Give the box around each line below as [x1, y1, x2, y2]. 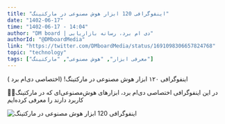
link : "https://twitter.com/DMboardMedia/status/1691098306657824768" [7, 42, 216, 49]
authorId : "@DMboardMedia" [7, 36, 85, 43]
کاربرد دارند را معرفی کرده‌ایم [7, 95, 84, 104]
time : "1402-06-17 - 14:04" [7, 23, 89, 30]
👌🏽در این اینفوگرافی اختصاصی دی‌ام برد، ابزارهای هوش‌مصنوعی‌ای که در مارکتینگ [7, 88, 219, 96]
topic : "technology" [7, 49, 67, 56]
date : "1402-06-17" [7, 17, 64, 24]
